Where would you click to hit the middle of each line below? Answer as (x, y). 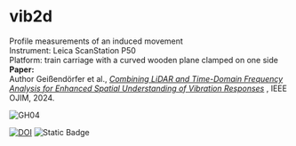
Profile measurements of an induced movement (96, 41)
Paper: (22, 69)
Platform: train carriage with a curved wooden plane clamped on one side (144, 60)
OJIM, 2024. (32, 97)
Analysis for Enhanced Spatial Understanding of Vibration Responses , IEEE (148, 88)
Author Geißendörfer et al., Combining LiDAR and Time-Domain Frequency (146, 78)
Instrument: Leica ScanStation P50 (72, 50)
